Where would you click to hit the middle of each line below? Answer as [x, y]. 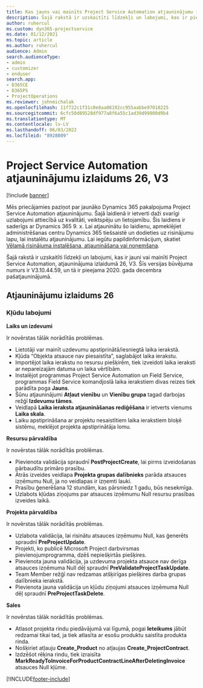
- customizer [23, 68]
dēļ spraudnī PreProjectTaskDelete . [60, 593]
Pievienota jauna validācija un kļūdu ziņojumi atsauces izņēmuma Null [102, 587]
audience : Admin [27, 51]
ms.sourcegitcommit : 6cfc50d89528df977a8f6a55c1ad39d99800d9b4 [88, 113]
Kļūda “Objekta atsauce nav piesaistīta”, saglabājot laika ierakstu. [96, 356]
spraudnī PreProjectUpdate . [50, 542]
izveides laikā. [33, 500]
